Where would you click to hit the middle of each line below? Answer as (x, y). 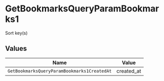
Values (16, 48)
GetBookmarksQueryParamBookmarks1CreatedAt (60, 71)
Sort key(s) (17, 33)
